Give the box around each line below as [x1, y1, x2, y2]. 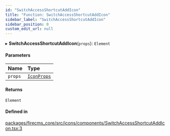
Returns [5, 86, 23, 92]
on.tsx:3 [5, 125, 22, 131]
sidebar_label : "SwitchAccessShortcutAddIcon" [5, 17, 106, 22]
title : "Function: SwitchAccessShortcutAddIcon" [5, 12, 110, 17]
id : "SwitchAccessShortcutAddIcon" [5, 7, 81, 13]
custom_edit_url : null [5, 26, 53, 32]
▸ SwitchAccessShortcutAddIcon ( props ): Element [5, 40, 110, 46]
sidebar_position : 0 [5, 21, 49, 27]
